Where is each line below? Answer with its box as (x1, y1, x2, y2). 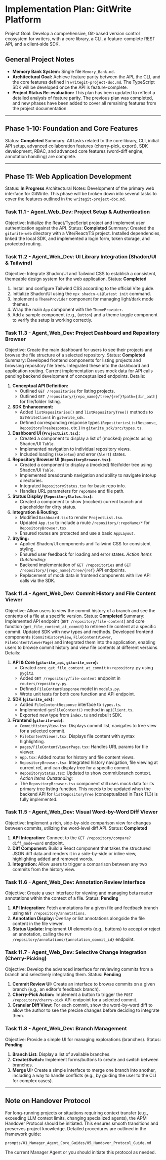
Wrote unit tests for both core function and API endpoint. (19, 691, 135, 697)
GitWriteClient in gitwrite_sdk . (19, 414, 85, 420)
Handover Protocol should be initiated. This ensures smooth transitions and (5, 1120, 159, 1126)
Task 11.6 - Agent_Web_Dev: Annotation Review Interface (5, 878, 146, 885)
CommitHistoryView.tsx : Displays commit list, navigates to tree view (19, 722, 157, 728)
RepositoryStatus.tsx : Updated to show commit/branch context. (19, 770, 152, 776)
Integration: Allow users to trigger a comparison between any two (12, 861, 147, 867)
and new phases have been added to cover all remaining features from (12, 100, 157, 106)
